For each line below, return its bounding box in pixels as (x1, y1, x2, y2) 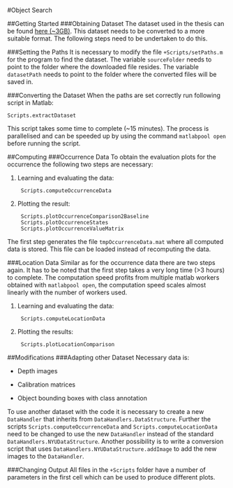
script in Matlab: (7, 99, 54, 107)
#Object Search (7, 6, 52, 14)
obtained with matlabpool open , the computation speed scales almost (7, 281, 206, 289)
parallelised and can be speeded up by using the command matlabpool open (7, 132, 227, 140)
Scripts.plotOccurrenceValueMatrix (20, 225, 124, 232)
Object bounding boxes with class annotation (17, 394, 148, 402)
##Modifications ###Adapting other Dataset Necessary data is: (7, 353, 190, 361)
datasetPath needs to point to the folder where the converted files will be (7, 70, 217, 78)
